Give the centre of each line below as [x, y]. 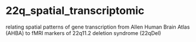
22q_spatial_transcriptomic [75, 11]
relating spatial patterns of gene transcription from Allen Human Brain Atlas [98, 27]
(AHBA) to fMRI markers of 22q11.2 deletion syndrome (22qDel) [83, 33]
